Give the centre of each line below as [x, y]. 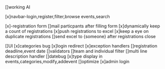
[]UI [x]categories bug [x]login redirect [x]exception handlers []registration [81, 46]
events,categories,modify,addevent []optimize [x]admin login [67, 61]
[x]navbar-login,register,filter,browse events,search [57, 16]
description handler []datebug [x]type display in [54, 56]
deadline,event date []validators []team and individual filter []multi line [76, 51]
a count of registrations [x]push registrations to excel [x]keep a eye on [77, 31]
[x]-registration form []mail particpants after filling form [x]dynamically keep [82, 26]
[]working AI [18, 7]
